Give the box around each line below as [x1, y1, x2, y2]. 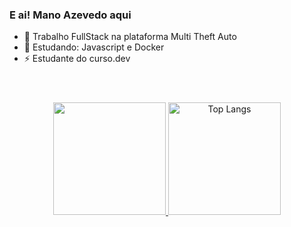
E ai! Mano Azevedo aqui [9, 8, 132, 22]
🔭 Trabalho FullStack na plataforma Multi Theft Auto [23, 31, 237, 43]
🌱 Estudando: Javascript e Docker [23, 41, 165, 53]
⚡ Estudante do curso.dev [23, 53, 131, 65]
